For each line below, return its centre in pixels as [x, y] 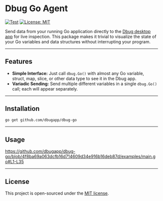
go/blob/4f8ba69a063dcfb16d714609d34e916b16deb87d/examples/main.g [80, 157]
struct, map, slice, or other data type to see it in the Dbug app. [74, 78]
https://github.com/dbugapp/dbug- [40, 151]
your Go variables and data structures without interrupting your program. [78, 41]
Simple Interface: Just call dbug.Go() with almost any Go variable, [78, 73]
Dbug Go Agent [36, 9]
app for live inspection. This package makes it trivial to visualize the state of [81, 37]
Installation [22, 109]
